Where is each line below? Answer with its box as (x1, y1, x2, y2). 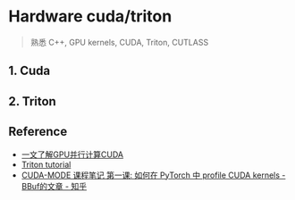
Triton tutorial (21, 159, 72, 170)
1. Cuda (8, 63, 51, 79)
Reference (8, 124, 68, 139)
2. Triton (8, 94, 57, 109)
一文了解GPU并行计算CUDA (21, 149, 124, 160)
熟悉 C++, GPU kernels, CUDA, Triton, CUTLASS (29, 37, 209, 47)
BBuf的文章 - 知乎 (21, 180, 87, 191)
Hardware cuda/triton (8, 6, 173, 27)
